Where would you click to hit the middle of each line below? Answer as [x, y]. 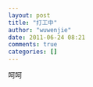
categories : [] [33, 52]
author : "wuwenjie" [40, 30]
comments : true [33, 45]
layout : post [29, 15]
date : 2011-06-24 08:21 [47, 37]
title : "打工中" [33, 23]
